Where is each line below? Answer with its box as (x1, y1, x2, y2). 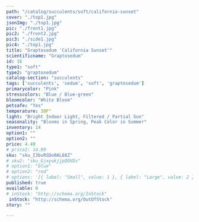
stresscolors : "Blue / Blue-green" (6, 91, 94, 97)
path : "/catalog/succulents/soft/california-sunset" (6, 8, 139, 15)
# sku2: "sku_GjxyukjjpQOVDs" (6, 158, 81, 164)
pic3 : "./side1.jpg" (6, 36, 57, 42)
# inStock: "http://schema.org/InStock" (6, 191, 108, 196)
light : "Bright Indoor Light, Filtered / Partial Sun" (6, 113, 145, 119)
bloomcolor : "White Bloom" (6, 97, 73, 103)
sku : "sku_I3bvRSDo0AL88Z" (6, 152, 73, 158)
